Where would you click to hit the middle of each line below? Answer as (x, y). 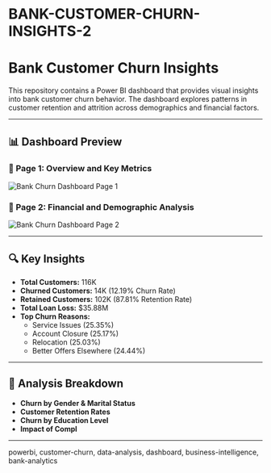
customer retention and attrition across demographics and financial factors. (134, 108)
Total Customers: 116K (58, 282)
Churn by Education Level (64, 420)
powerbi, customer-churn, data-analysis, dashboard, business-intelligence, (134, 452)
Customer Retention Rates (65, 412)
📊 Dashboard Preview (65, 142)
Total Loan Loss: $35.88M (64, 308)
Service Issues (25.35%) (73, 324)
